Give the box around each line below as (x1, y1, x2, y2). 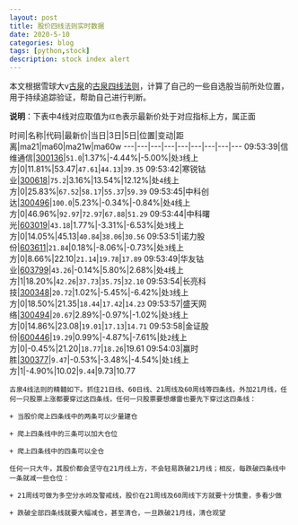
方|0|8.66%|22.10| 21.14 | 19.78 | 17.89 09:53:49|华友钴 (9, 253, 205, 264)
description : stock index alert (9, 55, 130, 64)
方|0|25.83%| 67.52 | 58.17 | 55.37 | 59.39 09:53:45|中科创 (9, 186, 209, 197)
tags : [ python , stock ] (9, 47, 91, 56)
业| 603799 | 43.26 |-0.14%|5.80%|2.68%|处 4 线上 (9, 265, 184, 275)
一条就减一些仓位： (9, 474, 70, 483)
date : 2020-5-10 (9, 30, 70, 39)
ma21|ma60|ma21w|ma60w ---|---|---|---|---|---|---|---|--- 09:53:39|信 (19, 141, 289, 152)
